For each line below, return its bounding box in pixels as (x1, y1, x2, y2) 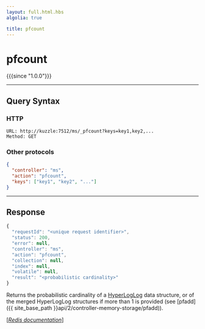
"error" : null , (12, 240, 51, 247)
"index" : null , (12, 263, 51, 270)
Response (6, 207, 46, 217)
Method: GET (6, 134, 37, 140)
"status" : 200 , (12, 235, 51, 241)
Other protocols (6, 148, 54, 156)
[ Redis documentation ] (6, 316, 64, 323)
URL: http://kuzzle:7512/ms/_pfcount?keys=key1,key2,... (6, 128, 154, 134)
